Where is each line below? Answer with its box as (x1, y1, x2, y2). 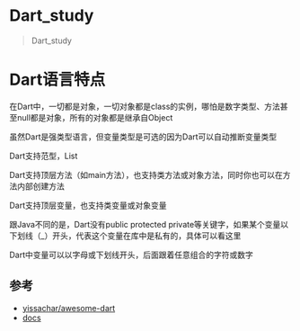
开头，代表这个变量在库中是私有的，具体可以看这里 (52, 230, 242, 241)
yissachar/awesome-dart (22, 302, 116, 313)
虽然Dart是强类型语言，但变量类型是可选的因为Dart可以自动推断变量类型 (9, 131, 278, 142)
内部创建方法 (16, 181, 65, 192)
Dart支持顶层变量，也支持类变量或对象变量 (9, 200, 168, 210)
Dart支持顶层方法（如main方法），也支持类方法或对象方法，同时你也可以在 (9, 169, 283, 180)
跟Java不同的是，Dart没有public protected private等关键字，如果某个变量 (9, 219, 281, 229)
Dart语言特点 (9, 69, 106, 90)
